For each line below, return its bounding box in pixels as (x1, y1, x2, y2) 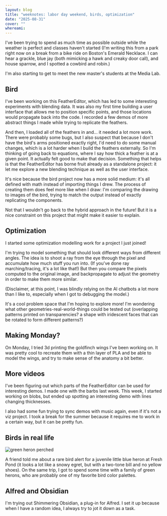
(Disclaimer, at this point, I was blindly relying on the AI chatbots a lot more (5, 286, 159, 292)
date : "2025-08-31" (5, 16, 46, 21)
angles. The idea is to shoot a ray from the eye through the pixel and (5, 255, 146, 261)
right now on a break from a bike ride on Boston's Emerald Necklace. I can (5, 50, 158, 56)
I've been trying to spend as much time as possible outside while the (5, 39, 146, 45)
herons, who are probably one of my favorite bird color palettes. (5, 473, 137, 479)
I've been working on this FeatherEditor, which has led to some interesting (5, 98, 158, 104)
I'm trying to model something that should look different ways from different (5, 249, 161, 255)
